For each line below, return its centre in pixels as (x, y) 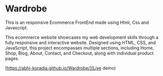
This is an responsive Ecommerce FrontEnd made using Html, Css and (77, 22)
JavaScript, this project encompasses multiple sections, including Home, (80, 48)
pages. (12, 58)
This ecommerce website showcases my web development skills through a (82, 37)
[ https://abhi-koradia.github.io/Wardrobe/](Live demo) (60, 68)
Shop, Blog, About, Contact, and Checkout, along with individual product (80, 53)
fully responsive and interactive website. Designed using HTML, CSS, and (81, 42)
